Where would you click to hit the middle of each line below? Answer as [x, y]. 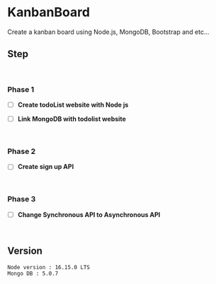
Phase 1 [21, 89]
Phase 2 [22, 151]
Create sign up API [46, 167]
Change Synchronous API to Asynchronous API [89, 214]
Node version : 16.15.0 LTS [49, 267]
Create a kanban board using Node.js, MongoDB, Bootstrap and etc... [109, 32]
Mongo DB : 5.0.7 [33, 273]
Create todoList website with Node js [73, 105]
